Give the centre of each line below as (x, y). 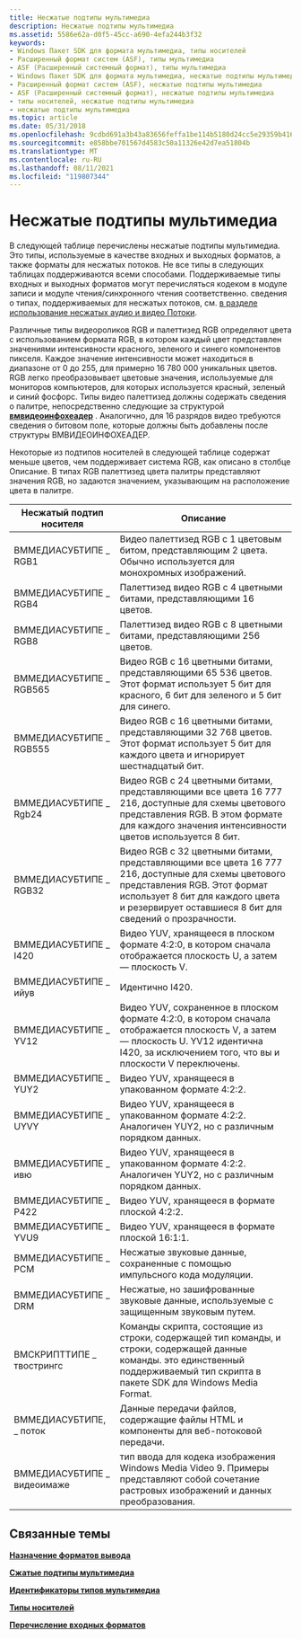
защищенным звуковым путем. (188, 1312)
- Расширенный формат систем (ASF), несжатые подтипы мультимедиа (136, 84)
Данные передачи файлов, (178, 1409)
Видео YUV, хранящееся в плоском (197, 934)
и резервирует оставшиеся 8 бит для (201, 908)
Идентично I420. (156, 988)
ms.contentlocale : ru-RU (56, 159)
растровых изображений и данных (196, 1491)
